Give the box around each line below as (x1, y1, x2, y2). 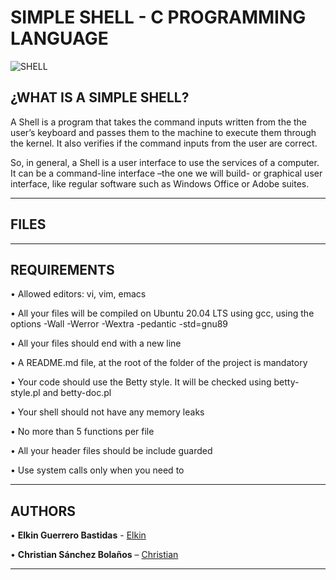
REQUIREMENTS (10, 261, 115, 278)
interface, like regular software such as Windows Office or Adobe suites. (10, 177, 310, 190)
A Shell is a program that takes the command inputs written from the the (10, 116, 308, 128)
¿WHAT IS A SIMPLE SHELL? (10, 89, 190, 106)
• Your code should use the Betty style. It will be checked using (10, 376, 272, 388)
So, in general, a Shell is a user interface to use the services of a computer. (10, 156, 320, 168)
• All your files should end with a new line (10, 337, 182, 350)
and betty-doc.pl (42, 387, 112, 399)
